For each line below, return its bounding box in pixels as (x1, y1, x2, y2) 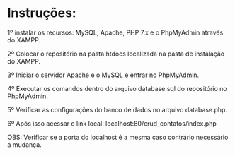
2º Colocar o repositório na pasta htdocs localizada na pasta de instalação (7, 49, 225, 58)
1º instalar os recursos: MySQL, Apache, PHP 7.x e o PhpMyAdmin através (7, 28, 224, 37)
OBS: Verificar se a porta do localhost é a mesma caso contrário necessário (7, 133, 229, 141)
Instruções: (7, 5, 76, 21)
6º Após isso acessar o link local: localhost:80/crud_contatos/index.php (7, 119, 217, 128)
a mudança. (7, 140, 42, 149)
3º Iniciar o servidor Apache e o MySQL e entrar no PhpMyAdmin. (7, 71, 200, 79)
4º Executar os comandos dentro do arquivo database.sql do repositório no (7, 84, 228, 92)
